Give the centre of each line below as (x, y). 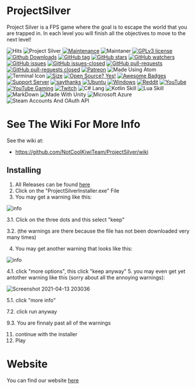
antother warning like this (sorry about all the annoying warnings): (86, 277)
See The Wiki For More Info (74, 124)
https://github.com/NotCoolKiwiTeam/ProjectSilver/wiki (81, 152)
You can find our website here (43, 380)
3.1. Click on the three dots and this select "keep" (66, 219)
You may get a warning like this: (53, 197)
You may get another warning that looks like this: (74, 248)
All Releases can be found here (53, 184)
